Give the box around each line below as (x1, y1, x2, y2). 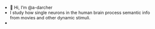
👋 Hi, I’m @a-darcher (9, 5, 53, 10)
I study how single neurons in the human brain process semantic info (9, 10, 151, 15)
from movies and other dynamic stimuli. (9, 15, 90, 20)
